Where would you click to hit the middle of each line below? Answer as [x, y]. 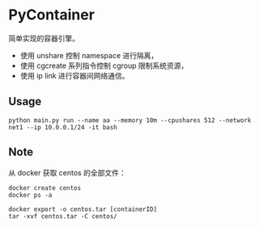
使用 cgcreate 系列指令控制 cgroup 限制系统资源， [104, 65]
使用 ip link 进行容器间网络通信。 [74, 75]
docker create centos [45, 188]
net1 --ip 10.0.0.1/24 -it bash [63, 127]
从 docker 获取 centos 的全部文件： [68, 172]
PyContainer [52, 15]
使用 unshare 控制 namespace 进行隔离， [89, 55]
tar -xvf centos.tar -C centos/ [63, 216]
